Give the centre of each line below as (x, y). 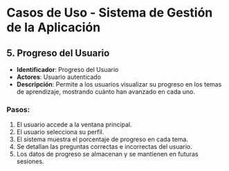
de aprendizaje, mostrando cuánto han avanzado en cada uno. (106, 92)
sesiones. (30, 161)
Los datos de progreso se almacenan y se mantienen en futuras (107, 154)
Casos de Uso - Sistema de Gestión (110, 13)
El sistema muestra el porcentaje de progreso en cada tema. (102, 139)
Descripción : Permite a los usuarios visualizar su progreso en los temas (119, 84)
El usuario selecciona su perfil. (60, 132)
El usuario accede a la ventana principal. (74, 125)
